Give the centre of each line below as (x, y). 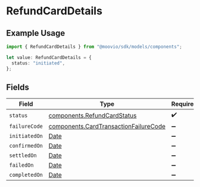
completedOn (26, 175)
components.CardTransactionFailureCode (107, 127)
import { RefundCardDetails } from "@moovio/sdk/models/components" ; (94, 47)
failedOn (21, 165)
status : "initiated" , (38, 63)
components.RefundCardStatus (93, 115)
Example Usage (36, 33)
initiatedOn (26, 136)
